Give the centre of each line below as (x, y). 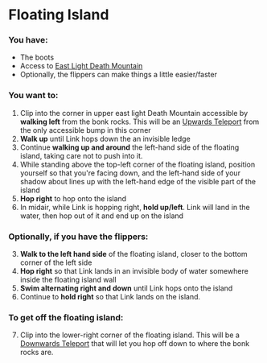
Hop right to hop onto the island (73, 198)
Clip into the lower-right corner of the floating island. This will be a (129, 335)
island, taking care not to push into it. (81, 155)
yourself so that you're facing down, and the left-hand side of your (130, 173)
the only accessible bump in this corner (85, 130)
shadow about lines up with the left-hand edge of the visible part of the (138, 181)
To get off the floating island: (66, 318)
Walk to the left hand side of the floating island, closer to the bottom (133, 254)
